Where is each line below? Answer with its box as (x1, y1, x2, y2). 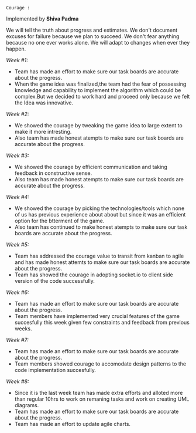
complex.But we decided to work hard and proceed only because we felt (14, 93, 190, 100)
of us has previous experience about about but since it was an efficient (14, 211, 186, 218)
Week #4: (6, 194, 29, 200)
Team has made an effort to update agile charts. (14, 421, 130, 427)
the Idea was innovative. (14, 99, 74, 106)
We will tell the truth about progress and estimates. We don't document (6, 26, 178, 33)
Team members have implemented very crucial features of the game (14, 313, 180, 319)
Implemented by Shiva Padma (6, 15, 79, 22)
